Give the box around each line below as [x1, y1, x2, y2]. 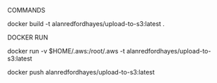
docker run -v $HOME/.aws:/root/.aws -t [7, 47, 125, 55]
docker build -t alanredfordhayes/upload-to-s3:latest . [7, 20, 165, 27]
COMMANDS [7, 6, 46, 14]
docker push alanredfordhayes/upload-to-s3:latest [7, 68, 156, 76]
